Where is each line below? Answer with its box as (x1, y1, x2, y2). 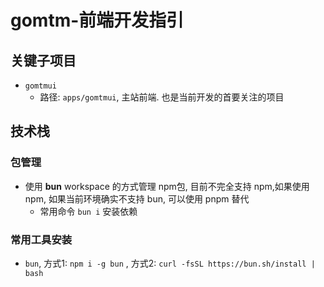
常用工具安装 (10, 232, 73, 246)
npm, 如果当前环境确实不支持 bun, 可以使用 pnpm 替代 (24, 192, 250, 205)
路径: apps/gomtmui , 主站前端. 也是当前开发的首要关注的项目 (39, 91, 285, 103)
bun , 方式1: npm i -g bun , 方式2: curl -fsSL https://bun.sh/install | (24, 257, 316, 269)
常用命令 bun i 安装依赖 (39, 205, 138, 217)
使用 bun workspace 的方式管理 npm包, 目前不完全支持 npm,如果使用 (24, 180, 310, 192)
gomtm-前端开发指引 (10, 9, 185, 32)
